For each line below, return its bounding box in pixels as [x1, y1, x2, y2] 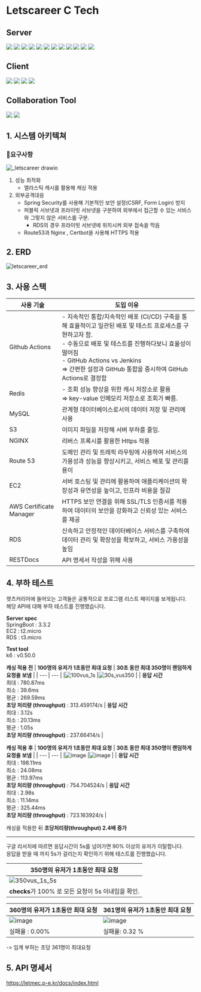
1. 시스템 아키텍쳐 [6, 131, 67, 141]
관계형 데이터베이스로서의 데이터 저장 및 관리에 [62, 405, 186, 413]
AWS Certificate [9, 502, 54, 510]
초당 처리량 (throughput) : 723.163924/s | [6, 811, 106, 818]
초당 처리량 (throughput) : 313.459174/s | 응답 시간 [6, 701, 128, 709]
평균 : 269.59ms [6, 694, 45, 701]
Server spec [6, 615, 38, 622]
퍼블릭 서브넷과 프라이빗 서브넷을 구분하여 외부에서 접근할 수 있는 [23, 207, 176, 214]
